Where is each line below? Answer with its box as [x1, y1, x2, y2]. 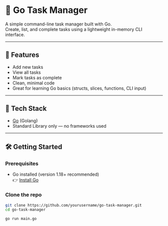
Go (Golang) [12, 117, 38, 124]
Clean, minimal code [12, 80, 55, 86]
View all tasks [12, 69, 41, 75]
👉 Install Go [12, 177, 39, 183]
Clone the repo [5, 192, 42, 199]
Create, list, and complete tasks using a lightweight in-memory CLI [5, 26, 142, 32]
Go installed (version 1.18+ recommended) [12, 172, 99, 178]
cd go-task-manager [5, 207, 46, 213]
